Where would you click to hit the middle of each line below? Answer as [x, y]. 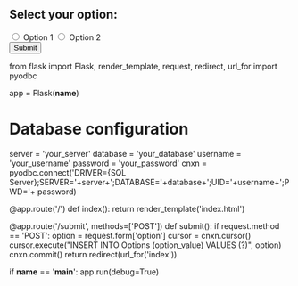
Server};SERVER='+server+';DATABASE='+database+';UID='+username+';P [149, 182]
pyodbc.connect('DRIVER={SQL [68, 172]
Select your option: [63, 15]
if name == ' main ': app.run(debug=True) [84, 272]
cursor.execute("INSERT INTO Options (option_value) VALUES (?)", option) [145, 245]
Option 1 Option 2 [62, 37]
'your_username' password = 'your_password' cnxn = [108, 163]
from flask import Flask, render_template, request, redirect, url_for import [144, 66]
